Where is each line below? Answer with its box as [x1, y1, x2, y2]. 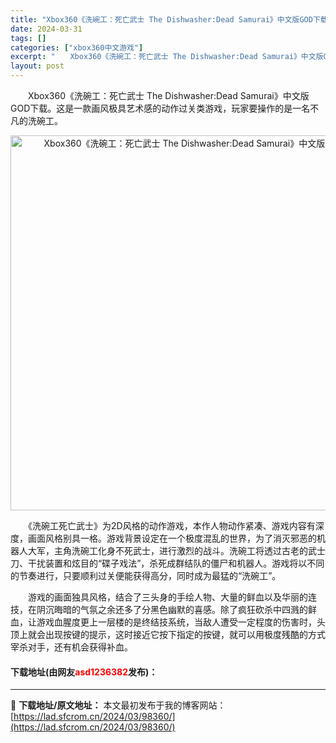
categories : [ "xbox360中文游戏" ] [10, 42, 144, 53]
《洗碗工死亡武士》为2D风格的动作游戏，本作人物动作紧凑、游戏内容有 [27, 520, 316, 531]
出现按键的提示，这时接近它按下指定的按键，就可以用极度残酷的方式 [44, 629, 326, 640]
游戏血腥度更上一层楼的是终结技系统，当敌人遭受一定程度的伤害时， [36, 616, 317, 628]
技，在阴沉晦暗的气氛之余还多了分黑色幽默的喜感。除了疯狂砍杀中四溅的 [10, 604, 308, 615]
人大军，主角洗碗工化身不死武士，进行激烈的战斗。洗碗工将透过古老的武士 [18, 545, 326, 556]
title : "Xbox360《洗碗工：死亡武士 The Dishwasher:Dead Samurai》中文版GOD [10, 14, 313, 25]
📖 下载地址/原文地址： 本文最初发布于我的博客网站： [10, 699, 227, 711]
